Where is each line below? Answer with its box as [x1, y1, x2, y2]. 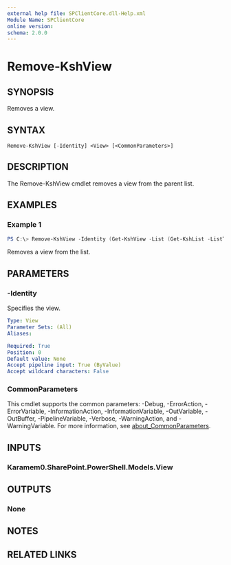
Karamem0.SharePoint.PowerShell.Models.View [7, 462, 173, 472]
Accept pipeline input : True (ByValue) [7, 362, 122, 368]
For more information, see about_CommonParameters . [57, 422, 211, 430]
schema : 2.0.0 [7, 29, 48, 36]
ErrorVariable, [7, 407, 47, 416]
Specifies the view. [7, 304, 60, 313]
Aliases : [7, 330, 32, 337]
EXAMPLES [7, 199, 57, 211]
